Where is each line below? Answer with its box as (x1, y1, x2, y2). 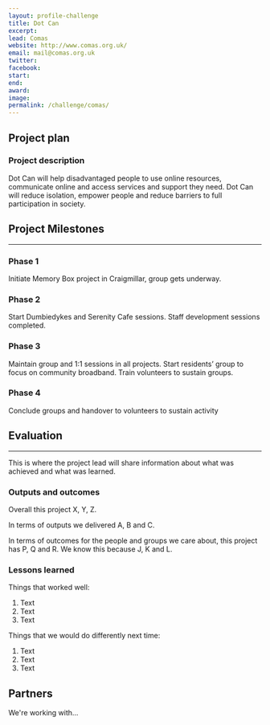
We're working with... (8, 708, 79, 718)
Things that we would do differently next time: (8, 631, 161, 641)
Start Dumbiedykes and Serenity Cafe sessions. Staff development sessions (8, 312, 260, 322)
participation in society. (8, 198, 86, 209)
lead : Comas (8, 34, 48, 43)
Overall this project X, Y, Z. (8, 504, 97, 514)
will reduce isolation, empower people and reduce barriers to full (8, 190, 223, 200)
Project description (8, 155, 85, 166)
